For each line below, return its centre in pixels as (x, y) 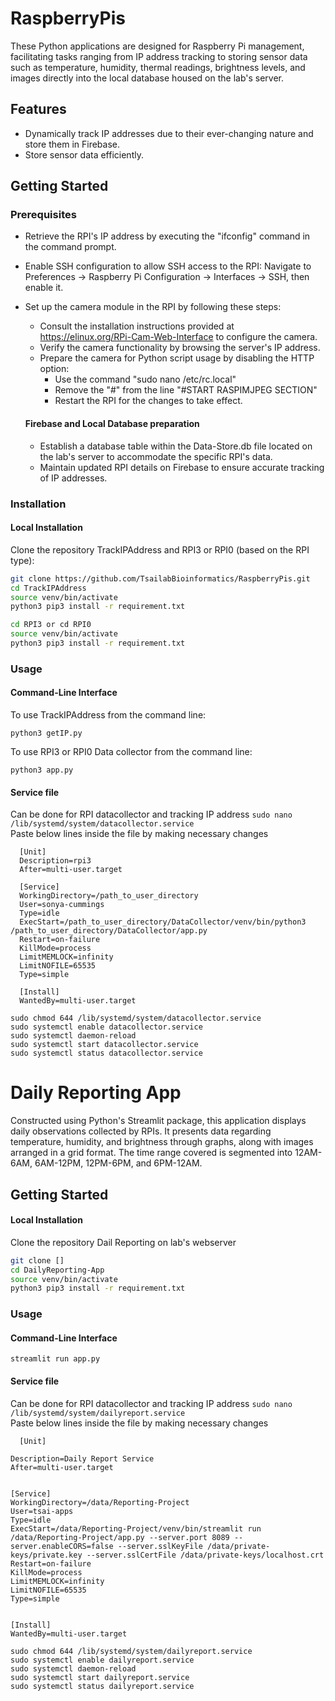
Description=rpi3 (55, 861)
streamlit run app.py (55, 1359)
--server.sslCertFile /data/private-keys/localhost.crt (205, 1555)
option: (54, 369)
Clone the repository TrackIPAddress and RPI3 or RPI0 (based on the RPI (160, 549)
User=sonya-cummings (62, 905)
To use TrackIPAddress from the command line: (108, 715)
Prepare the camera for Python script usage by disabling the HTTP (177, 358)
